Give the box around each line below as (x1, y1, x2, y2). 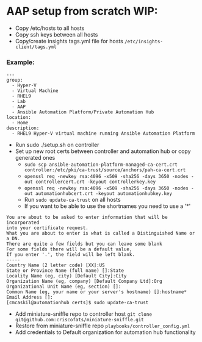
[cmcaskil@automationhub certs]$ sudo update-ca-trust (6, 300, 149, 306)
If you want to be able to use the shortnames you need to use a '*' (24, 202, 191, 210)
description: (6, 125, 40, 132)
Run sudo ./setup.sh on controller (15, 141, 99, 149)
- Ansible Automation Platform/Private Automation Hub (12, 109, 154, 115)
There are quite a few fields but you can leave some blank (6, 241, 163, 248)
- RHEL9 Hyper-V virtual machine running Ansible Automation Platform (12, 130, 195, 137)
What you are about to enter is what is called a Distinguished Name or (6, 230, 195, 237)
